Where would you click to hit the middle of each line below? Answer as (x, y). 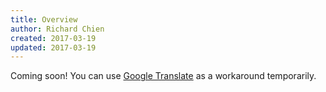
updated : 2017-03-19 (53, 47)
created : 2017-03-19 (53, 38)
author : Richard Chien (57, 29)
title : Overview (44, 19)
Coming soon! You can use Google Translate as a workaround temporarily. (163, 76)
